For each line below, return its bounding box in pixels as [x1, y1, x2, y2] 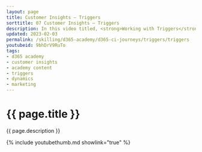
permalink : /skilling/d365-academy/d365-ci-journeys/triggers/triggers [6, 37, 189, 43]
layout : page [6, 8, 39, 15]
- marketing [6, 82, 36, 88]
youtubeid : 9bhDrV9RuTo [6, 43, 66, 49]
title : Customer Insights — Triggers [6, 14, 101, 20]
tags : [6, 48, 20, 54]
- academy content [6, 64, 52, 71]
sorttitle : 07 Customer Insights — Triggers [6, 20, 120, 26]
